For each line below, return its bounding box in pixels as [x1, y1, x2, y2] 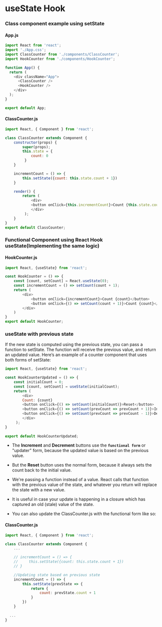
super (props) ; [22, 144, 51, 149]
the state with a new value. [12, 487, 66, 493]
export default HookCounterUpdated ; [5, 434, 79, 439]
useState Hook [5, 3, 66, 14]
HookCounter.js [5, 254, 38, 260]
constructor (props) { [13, 140, 57, 145]
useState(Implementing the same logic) [5, 243, 100, 250]
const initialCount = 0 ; [13, 380, 64, 385]
